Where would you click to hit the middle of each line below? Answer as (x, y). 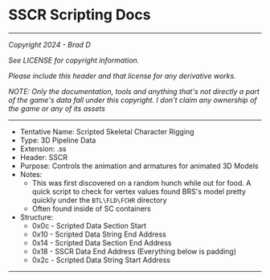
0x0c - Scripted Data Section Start (89, 225)
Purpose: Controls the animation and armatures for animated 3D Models (139, 166)
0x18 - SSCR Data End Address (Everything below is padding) (134, 251)
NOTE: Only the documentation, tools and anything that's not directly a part (134, 91)
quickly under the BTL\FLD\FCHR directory (99, 200)
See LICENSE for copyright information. (74, 60)
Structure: (37, 217)
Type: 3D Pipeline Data (58, 140)
